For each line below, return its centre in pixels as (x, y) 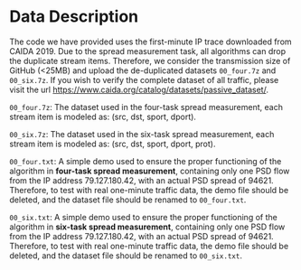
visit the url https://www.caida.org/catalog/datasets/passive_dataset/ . (139, 89)
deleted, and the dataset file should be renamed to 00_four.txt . (128, 200)
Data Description (74, 17)
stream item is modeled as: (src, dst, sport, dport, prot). (113, 144)
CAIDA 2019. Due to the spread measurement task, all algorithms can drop (148, 51)
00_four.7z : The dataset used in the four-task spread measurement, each (146, 107)
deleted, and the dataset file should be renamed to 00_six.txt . (126, 256)
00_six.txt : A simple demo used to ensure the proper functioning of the (143, 217)
